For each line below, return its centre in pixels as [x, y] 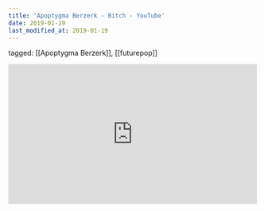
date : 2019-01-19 [37, 23]
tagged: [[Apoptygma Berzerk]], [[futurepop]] [83, 53]
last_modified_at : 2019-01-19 [58, 30]
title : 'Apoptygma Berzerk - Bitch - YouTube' [87, 16]
